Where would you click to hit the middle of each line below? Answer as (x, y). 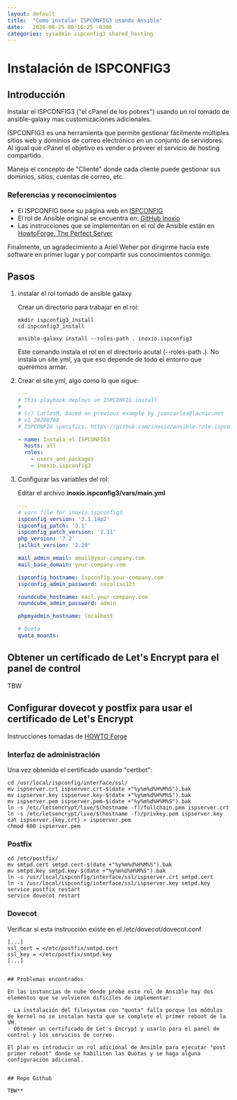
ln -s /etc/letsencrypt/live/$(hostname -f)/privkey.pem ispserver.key (115, 814)
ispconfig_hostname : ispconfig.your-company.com (91, 578)
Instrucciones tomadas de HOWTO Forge (67, 736)
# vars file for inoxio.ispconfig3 (70, 512)
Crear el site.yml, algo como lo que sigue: (78, 381)
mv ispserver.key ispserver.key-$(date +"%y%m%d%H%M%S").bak (99, 795)
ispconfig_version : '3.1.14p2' (64, 519)
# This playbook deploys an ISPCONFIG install (87, 401)
